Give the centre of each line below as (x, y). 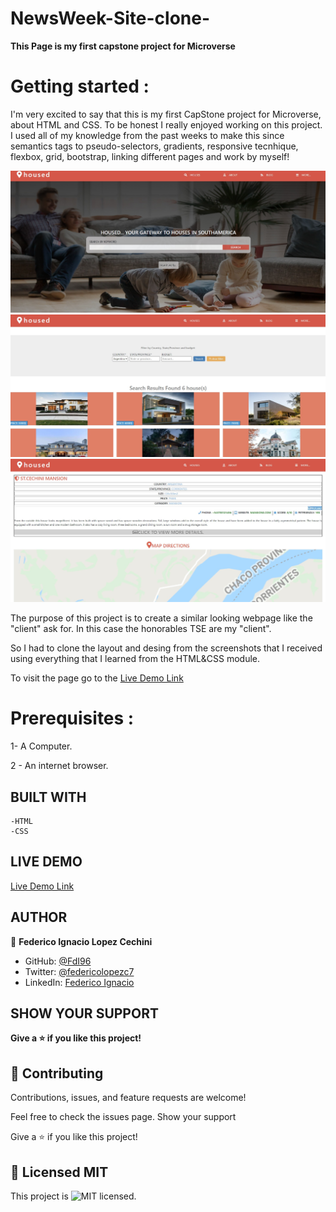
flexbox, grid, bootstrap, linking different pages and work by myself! (150, 156)
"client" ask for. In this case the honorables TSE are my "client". (141, 629)
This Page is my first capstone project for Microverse (123, 46)
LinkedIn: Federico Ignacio (79, 982)
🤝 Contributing (57, 1073)
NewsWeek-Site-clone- (110, 18)
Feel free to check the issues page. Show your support (123, 1117)
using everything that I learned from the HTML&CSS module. (135, 659)
